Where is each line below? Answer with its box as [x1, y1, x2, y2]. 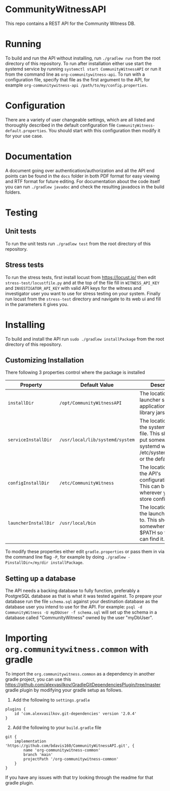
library [139, 409, 155, 416]
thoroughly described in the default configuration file [5, 122, 115, 128]
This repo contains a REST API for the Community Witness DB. [5, 20, 136, 26]
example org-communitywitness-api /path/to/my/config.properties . [5, 82, 148, 88]
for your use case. [5, 133, 44, 139]
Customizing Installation [5, 356, 84, 364]
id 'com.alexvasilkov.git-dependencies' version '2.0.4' [14, 711, 137, 716]
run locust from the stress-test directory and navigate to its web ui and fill [5, 296, 161, 302]
